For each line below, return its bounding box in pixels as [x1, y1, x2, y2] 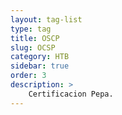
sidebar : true [10, 61, 70, 71]
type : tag [10, 24, 52, 34]
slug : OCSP [10, 42, 56, 53]
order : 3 [10, 71, 47, 81]
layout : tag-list [10, 14, 83, 25]
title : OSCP [10, 33, 60, 43]
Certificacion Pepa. [28, 89, 114, 99]
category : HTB [10, 52, 70, 62]
